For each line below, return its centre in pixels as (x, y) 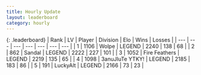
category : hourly (28, 23)
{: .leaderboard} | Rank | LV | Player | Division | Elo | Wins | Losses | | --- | (97, 40)
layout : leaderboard (32, 17)
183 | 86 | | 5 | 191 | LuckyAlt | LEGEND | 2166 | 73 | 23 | (75, 65)
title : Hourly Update (33, 12)
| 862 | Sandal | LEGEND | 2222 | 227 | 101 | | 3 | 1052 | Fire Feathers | (93, 53)
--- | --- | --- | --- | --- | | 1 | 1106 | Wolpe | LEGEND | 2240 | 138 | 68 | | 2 (104, 46)
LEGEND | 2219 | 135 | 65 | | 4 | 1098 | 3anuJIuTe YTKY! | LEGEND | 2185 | (98, 59)
